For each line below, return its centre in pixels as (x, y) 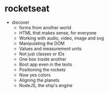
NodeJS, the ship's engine (46, 85)
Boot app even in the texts (45, 64)
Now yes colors (35, 75)
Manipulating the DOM (42, 43)
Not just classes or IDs (42, 54)
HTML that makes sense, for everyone (58, 33)
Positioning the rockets (42, 69)
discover (21, 22)
